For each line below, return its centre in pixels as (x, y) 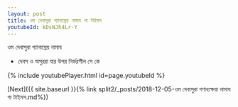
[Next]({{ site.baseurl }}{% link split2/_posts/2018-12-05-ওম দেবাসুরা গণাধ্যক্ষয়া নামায (119, 89)
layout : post (27, 14)
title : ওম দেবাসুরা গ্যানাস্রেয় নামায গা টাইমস (54, 21)
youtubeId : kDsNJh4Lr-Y (43, 27)
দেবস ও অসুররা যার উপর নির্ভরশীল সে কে (59, 62)
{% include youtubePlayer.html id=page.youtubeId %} (86, 76)
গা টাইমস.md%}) (28, 97)
